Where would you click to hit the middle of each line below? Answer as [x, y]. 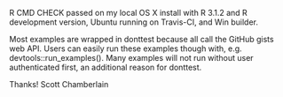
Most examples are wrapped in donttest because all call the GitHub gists [141, 39]
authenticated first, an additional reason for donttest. [106, 67]
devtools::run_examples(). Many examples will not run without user [132, 58]
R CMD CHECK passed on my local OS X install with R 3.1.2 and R [129, 13]
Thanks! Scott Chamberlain [59, 84]
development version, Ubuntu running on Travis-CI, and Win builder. [134, 22]
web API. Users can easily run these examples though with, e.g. [126, 48]
